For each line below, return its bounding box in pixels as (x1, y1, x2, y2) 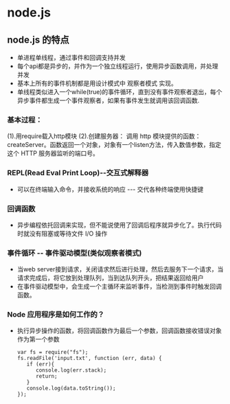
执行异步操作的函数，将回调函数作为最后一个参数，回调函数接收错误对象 (16, 326, 222, 335)
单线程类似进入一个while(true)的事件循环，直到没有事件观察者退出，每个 (16, 88, 222, 96)
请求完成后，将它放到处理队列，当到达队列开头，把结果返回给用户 (16, 273, 204, 282)
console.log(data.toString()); (26, 385, 116, 392)
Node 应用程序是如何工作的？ (7, 310, 105, 319)
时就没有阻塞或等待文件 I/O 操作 (16, 229, 108, 238)
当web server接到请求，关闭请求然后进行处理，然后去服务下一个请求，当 (16, 265, 224, 273)
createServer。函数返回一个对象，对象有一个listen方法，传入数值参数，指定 (7, 141, 222, 149)
